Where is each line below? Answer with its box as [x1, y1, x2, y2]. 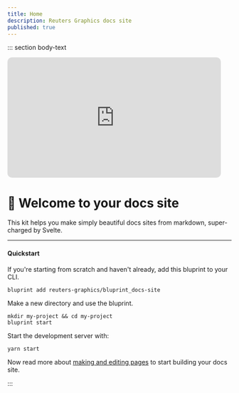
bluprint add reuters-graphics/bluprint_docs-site [7, 286, 161, 293]
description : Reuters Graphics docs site [7, 17, 132, 24]
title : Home [7, 10, 43, 18]
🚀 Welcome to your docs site [7, 195, 179, 211]
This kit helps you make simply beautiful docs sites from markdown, [7, 218, 207, 227]
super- [208, 218, 228, 227]
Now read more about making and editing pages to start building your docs [7, 357, 228, 366]
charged [7, 226, 32, 235]
